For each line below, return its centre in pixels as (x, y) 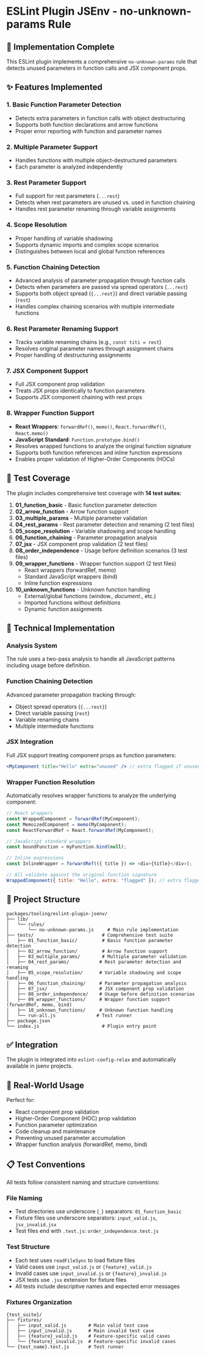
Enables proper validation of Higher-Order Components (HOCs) (95, 459)
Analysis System (32, 645)
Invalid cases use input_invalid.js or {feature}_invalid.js (91, 1273)
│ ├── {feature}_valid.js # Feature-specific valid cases (88, 1336)
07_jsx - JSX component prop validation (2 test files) (81, 544)
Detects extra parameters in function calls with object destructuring (100, 118)
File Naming (24, 1198)
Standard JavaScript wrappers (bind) (71, 576)
